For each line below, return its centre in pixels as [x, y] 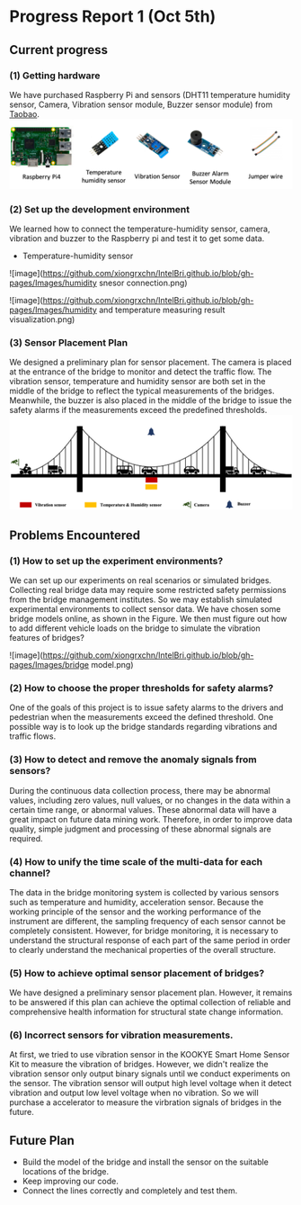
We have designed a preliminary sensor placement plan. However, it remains [151, 993]
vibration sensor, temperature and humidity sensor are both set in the [137, 382]
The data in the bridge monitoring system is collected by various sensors [144, 892]
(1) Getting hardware [55, 76]
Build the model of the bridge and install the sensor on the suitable [146, 1162]
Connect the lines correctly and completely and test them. [130, 1191]
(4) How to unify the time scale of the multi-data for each [136, 861]
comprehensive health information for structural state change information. [146, 1012]
